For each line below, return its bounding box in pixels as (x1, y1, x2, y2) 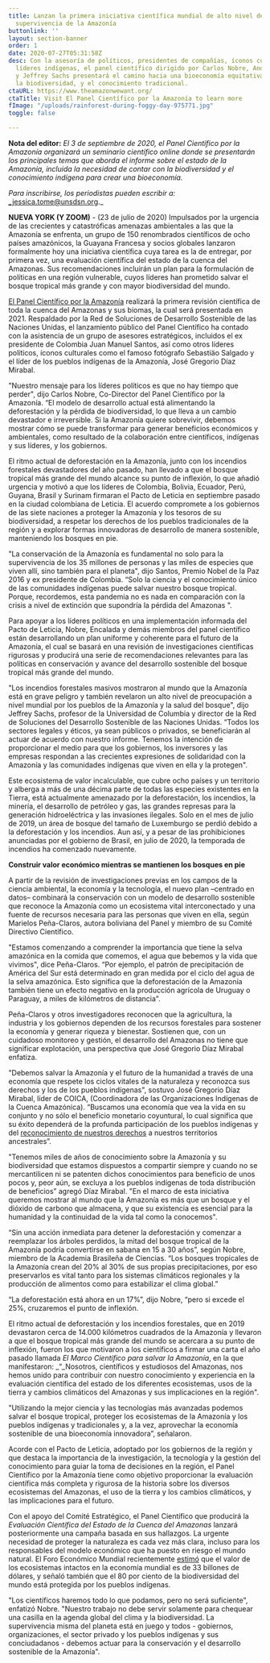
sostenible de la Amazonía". (8, 1647, 100, 1657)
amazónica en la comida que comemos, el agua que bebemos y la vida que (8, 951, 258, 960)
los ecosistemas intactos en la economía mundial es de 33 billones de (8, 1563, 239, 1572)
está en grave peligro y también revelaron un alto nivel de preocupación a (8, 692, 252, 701)
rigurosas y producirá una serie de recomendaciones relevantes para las (8, 651, 249, 659)
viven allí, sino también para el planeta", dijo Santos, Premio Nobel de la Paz (8, 566, 260, 576)
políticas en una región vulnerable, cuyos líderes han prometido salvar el (8, 272, 249, 282)
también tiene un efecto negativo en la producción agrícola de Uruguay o (8, 985, 251, 995)
